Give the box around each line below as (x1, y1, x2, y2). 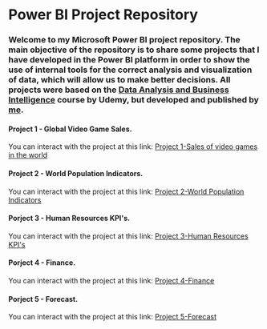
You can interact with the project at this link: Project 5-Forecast (8, 312, 216, 322)
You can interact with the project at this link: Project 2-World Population (8, 187, 245, 196)
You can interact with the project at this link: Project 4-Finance (8, 275, 215, 285)
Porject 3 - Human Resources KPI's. (8, 214, 131, 223)
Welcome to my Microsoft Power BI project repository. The (8, 34, 241, 46)
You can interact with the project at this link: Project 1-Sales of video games (8, 142, 258, 151)
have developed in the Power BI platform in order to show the (8, 54, 250, 66)
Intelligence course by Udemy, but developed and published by (8, 94, 259, 106)
